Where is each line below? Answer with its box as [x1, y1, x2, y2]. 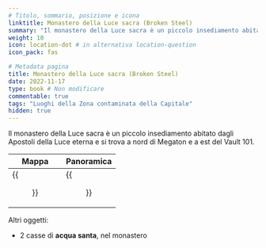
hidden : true [8, 107, 51, 115]
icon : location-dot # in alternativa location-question [8, 41, 196, 49]
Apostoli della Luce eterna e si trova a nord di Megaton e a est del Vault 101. [8, 137, 255, 147]
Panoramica [66, 156, 112, 167]
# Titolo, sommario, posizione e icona [8, 11, 140, 20]
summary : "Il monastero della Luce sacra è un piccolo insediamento [8, 26, 239, 34]
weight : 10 [8, 33, 44, 42]
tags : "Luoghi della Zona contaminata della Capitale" [8, 100, 193, 108]
